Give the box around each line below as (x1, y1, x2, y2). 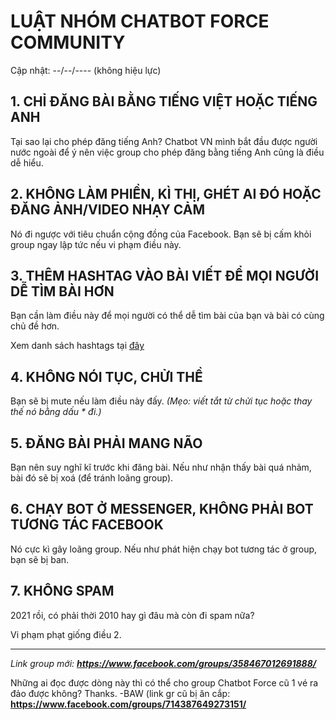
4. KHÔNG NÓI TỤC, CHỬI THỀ (10, 368, 203, 385)
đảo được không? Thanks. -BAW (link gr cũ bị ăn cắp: (10, 687, 231, 699)
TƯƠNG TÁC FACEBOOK (10, 516, 164, 534)
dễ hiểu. (10, 156, 44, 169)
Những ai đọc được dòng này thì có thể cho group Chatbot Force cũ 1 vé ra (10, 676, 319, 689)
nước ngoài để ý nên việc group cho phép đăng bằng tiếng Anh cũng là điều (10, 146, 325, 158)
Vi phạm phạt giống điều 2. (10, 628, 122, 640)
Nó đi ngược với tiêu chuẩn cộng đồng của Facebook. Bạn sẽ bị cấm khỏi (10, 228, 312, 240)
